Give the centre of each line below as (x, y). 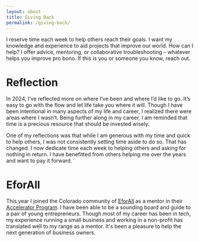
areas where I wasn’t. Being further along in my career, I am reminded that (97, 118)
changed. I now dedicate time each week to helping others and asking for (96, 148)
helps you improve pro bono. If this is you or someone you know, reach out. (98, 58)
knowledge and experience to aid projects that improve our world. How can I (100, 46)
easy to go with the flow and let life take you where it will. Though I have (94, 105)
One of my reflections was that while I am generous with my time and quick (98, 136)
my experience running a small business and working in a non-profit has (94, 220)
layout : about (24, 12)
